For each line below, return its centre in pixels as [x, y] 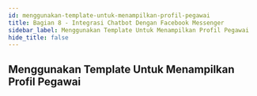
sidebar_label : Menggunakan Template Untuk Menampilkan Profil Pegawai [128, 30]
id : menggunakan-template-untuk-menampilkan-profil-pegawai [110, 15]
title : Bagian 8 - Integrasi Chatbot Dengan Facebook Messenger [116, 23]
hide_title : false [38, 37]
